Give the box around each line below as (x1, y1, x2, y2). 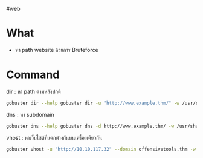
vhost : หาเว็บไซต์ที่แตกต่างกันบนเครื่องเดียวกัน (6, 134, 103, 141)
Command (6, 68, 60, 82)
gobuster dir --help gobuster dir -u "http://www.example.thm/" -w (6, 100, 180, 106)
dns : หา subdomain (6, 111, 54, 118)
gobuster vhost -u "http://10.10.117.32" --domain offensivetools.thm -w (6, 146, 196, 152)
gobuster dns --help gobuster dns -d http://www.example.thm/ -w (6, 123, 174, 129)
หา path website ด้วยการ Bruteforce (14, 46, 98, 53)
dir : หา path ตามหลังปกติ (6, 88, 62, 95)
